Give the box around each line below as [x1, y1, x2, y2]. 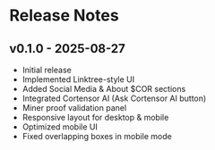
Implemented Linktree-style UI [21, 74, 135, 85]
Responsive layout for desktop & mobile [21, 112, 169, 122]
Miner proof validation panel [21, 103, 127, 112]
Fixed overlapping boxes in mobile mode [21, 131, 172, 141]
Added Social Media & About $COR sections [21, 84, 186, 94]
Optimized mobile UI [21, 121, 99, 132]
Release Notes [9, 5, 119, 26]
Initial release [21, 64, 72, 75]
